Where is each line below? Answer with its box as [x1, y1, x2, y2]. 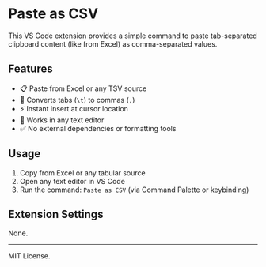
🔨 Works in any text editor [19, 115, 104, 125]
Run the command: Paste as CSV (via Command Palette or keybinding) [19, 185, 249, 194]
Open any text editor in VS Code [19, 176, 125, 186]
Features [8, 62, 53, 76]
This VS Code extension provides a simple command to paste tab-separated [8, 31, 257, 40]
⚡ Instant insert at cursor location [19, 103, 129, 113]
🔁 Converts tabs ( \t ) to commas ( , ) [19, 95, 135, 104]
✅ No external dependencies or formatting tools [19, 123, 177, 133]
